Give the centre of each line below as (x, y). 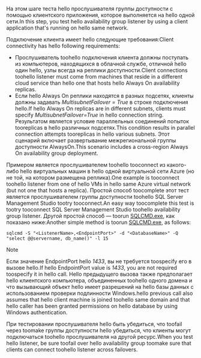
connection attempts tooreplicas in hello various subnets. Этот (92, 134)
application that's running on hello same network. (67, 28)
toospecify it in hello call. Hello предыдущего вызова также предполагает (100, 274)
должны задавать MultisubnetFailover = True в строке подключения (101, 102)
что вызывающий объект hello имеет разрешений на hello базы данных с (100, 287)
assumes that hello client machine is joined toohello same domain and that (98, 299)
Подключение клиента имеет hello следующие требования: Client (90, 39)
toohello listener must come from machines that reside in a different (99, 77)
